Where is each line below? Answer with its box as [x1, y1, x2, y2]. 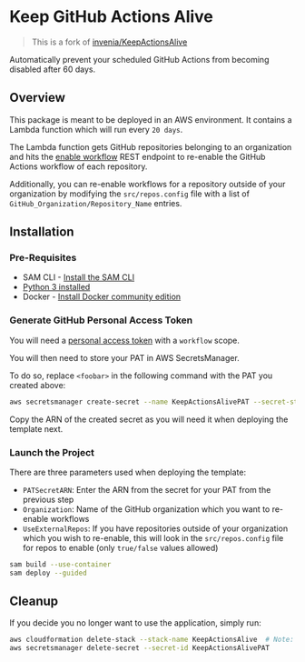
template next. [9, 423, 64, 434]
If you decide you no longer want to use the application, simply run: [9, 617, 261, 628]
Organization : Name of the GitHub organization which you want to [22, 503, 271, 515]
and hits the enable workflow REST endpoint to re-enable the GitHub [9, 151, 266, 162]
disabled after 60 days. [9, 64, 96, 75]
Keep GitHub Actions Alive [9, 6, 213, 27]
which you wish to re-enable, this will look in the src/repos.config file [22, 532, 284, 543]
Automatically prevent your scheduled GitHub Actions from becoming [9, 54, 270, 65]
